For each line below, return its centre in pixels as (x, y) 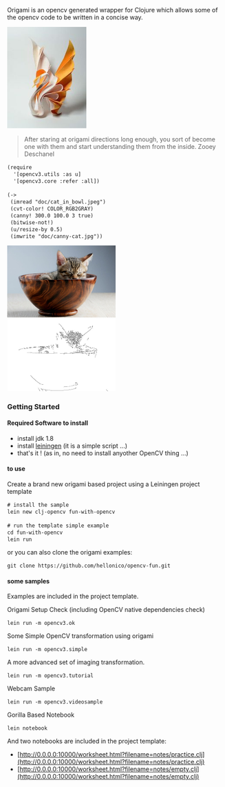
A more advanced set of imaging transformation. (76, 662)
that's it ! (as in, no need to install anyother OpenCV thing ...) (103, 453)
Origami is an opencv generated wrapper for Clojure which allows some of (112, 10)
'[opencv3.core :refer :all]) (56, 181)
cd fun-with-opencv (35, 532)
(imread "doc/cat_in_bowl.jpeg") (58, 202)
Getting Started (33, 406)
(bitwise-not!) (32, 223)
